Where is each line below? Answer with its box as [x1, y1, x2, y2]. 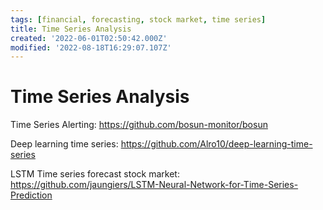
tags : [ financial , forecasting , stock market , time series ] [10, 14, 267, 25]
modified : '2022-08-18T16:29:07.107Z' [10, 42, 172, 53]
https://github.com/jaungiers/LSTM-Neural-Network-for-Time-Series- [10, 179, 299, 191]
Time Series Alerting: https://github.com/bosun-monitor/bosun [10, 119, 268, 131]
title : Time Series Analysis [10, 24, 132, 34]
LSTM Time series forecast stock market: [10, 168, 180, 180]
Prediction [10, 189, 53, 201]
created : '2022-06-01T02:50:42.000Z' [10, 33, 168, 43]
